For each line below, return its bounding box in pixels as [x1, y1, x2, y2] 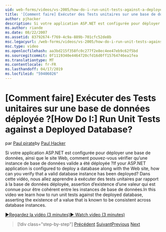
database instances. [5, 202, 46, 208]
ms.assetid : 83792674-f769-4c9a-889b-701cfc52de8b [5, 35, 112, 40]
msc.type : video [5, 44, 39, 49]
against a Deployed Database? [5, 124, 133, 135]
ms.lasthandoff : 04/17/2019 [5, 67, 63, 72]
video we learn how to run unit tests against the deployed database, [5, 192, 143, 198]
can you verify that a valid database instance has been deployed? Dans [5, 170, 151, 176]
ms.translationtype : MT [5, 58, 54, 63]
